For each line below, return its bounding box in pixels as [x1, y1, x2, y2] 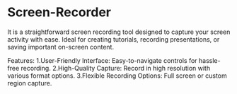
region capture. [7, 78, 52, 87]
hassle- [198, 56, 221, 64]
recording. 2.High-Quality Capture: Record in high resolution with [21, 64, 211, 72]
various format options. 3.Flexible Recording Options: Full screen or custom [7, 71, 228, 80]
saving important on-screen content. [7, 42, 115, 51]
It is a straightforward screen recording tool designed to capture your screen [7, 28, 231, 36]
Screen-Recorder [7, 4, 112, 20]
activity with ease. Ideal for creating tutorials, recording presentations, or [7, 35, 220, 43]
